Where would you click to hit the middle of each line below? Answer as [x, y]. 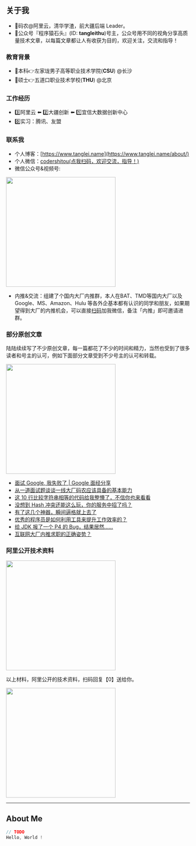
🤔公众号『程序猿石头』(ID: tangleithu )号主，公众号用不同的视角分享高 [99, 33]
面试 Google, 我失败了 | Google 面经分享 [62, 483]
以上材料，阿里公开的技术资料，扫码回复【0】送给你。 [71, 679]
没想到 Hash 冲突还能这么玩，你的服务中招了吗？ [73, 505]
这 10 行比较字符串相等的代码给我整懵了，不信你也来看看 [83, 497]
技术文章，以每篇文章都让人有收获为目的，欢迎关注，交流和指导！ [99, 40]
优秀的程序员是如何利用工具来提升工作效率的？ [71, 519]
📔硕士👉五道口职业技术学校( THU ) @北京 [63, 80]
